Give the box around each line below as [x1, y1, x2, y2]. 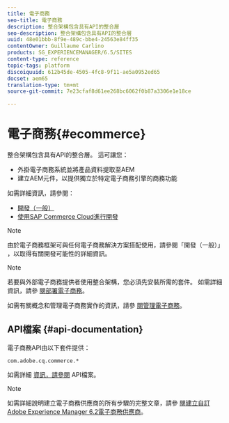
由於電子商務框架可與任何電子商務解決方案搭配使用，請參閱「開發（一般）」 [7, 241, 224, 249]
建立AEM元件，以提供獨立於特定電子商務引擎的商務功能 [17, 174, 177, 183]
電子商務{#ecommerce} [7, 126, 146, 142]
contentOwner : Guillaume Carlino [7, 43, 104, 49]
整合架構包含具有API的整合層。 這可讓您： [7, 151, 129, 159]
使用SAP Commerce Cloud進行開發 [17, 213, 118, 221]
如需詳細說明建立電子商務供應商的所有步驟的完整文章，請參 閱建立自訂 [7, 399, 210, 407]
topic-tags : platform [7, 62, 70, 69]
